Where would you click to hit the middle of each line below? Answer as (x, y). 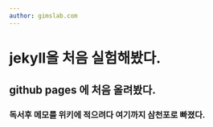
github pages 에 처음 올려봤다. (82, 90)
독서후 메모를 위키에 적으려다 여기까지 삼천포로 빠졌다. (107, 115)
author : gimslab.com (44, 16)
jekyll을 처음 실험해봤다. (85, 58)
